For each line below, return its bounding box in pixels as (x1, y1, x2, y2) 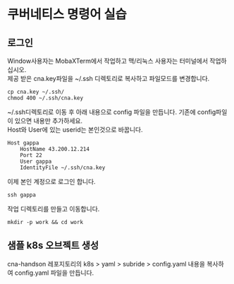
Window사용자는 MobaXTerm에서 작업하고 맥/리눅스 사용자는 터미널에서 (7, 57, 209, 65)
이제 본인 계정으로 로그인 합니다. (7, 178, 97, 185)
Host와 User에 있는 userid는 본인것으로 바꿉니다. (7, 125, 143, 134)
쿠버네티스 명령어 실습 (7, 6, 127, 23)
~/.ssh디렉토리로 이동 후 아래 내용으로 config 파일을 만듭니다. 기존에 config (7, 108, 216, 116)
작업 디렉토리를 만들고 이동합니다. (7, 205, 100, 213)
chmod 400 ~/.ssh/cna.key (7, 94, 83, 101)
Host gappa (7, 140, 39, 147)
